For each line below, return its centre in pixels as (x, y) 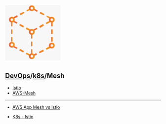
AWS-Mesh (24, 93)
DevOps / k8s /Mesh (35, 76)
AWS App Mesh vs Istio (36, 107)
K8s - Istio (23, 117)
